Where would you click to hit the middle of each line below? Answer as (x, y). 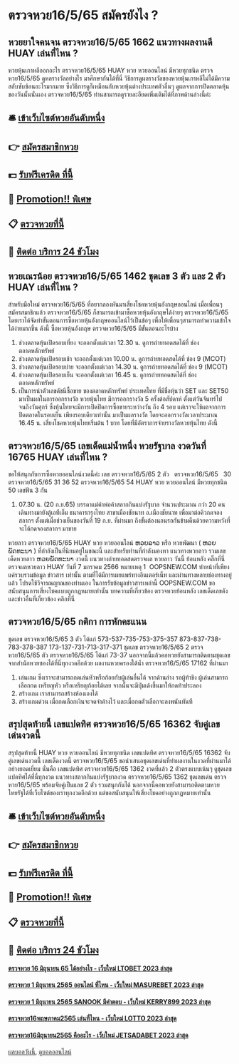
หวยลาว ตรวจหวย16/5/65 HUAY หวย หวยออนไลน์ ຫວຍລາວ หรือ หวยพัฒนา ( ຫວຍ (112, 543)
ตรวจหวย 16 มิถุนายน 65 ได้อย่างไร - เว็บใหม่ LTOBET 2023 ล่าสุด (90, 968)
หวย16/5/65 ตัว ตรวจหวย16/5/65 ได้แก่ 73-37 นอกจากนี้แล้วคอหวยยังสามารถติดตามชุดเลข (119, 655)
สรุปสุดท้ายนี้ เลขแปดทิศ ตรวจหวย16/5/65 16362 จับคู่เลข (114, 724)
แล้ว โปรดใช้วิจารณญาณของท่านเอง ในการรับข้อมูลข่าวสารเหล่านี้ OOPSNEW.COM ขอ (112, 583)
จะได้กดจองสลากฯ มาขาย (47, 528)
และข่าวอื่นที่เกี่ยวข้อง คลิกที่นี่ (42, 598)
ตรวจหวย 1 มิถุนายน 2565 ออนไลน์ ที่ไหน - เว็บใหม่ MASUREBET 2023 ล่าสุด (106, 985)
